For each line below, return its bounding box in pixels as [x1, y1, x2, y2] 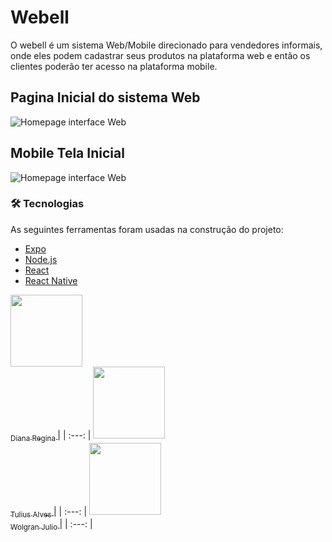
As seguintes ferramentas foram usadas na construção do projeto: [10, 223, 284, 235]
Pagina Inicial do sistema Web [10, 89, 201, 106]
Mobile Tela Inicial [10, 145, 125, 162]
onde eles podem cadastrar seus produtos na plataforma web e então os [10, 49, 311, 61]
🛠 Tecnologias [10, 197, 85, 211]
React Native [24, 274, 78, 286]
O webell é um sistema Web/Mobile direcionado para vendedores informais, [10, 39, 323, 51]
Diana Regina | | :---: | [10, 429, 92, 443]
